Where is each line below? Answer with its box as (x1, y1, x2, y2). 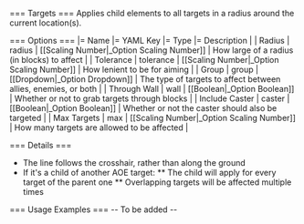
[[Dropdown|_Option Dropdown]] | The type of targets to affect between (9, 74, 281, 85)
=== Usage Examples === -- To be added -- (9, 204, 178, 215)
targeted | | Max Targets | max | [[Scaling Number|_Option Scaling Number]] (9, 113, 297, 123)
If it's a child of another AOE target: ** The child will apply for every (22, 168, 277, 178)
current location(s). (9, 17, 82, 28)
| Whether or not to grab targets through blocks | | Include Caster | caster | (9, 93, 290, 104)
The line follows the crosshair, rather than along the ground (22, 158, 246, 168)
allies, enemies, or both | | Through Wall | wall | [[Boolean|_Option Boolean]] (9, 84, 295, 94)
